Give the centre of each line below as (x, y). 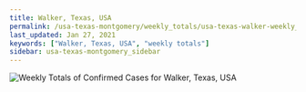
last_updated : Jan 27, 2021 (63, 35)
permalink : (30, 26)
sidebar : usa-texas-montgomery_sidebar (85, 52)
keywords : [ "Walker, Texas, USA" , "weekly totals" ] (109, 43)
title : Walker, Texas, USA (61, 18)
